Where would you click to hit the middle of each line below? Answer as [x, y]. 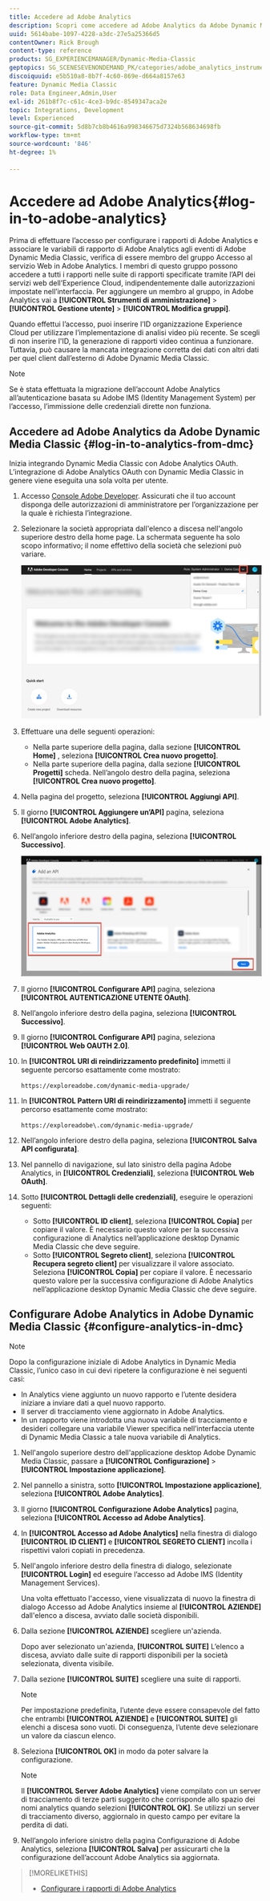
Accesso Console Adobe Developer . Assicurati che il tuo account [128, 496]
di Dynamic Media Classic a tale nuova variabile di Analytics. [121, 1437]
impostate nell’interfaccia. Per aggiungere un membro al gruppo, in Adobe [131, 292]
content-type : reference [50, 51]
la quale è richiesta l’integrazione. [76, 513]
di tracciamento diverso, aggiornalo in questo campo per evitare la [130, 1816]
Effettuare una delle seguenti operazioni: [88, 732]
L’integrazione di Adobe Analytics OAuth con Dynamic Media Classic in [126, 472]
